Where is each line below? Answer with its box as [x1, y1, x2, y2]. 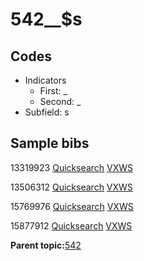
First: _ [39, 85, 68, 97]
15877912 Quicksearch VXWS [10, 219, 133, 232]
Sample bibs [10, 135, 90, 152]
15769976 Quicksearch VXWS [10, 200, 134, 212]
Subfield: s [24, 106, 70, 118]
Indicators [24, 74, 67, 86]
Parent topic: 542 [10, 239, 82, 251]
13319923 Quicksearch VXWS [10, 161, 134, 173]
